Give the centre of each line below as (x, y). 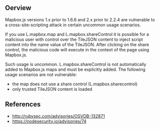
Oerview (18, 8)
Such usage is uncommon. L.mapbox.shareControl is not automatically (76, 64)
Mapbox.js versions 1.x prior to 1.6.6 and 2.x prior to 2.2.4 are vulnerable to (80, 19)
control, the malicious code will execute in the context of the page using (77, 49)
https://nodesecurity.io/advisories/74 (49, 121)
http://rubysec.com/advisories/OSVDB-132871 (59, 116)
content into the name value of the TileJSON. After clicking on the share (77, 44)
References (23, 105)
